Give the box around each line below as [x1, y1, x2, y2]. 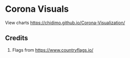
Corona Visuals [5, 3, 69, 15]
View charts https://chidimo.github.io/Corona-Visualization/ [5, 20, 125, 26]
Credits [5, 34, 28, 42]
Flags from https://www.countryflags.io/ [12, 47, 94, 53]
